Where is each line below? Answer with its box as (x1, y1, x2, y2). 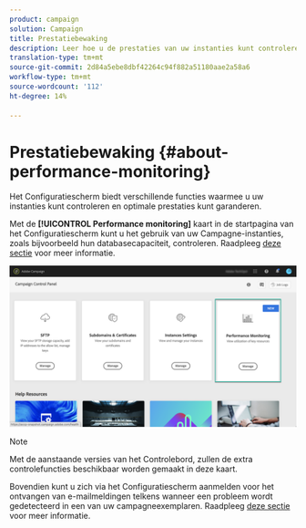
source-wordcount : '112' (9, 82, 104, 91)
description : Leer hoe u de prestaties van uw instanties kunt (9, 44, 255, 53)
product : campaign (9, 15, 79, 24)
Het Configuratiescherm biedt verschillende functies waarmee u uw (9, 192, 264, 202)
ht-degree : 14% (9, 91, 67, 100)
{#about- (158, 141, 229, 162)
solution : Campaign (9, 24, 84, 34)
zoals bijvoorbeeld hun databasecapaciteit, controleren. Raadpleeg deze (9, 238, 281, 249)
